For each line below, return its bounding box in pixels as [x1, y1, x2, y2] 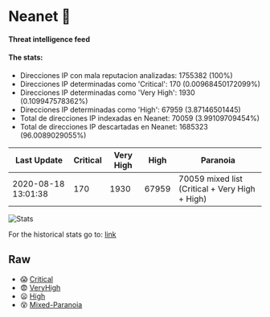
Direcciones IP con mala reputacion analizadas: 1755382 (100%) [19, 70, 233, 80]
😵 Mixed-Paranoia [19, 299, 83, 309]
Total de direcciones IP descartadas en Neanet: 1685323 [19, 121, 209, 131]
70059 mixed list [178, 173, 243, 184]
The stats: [8, 52, 43, 63]
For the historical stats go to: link [8, 229, 117, 239]
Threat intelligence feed [8, 34, 91, 43]
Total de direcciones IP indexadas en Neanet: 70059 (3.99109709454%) [19, 113, 260, 123]
